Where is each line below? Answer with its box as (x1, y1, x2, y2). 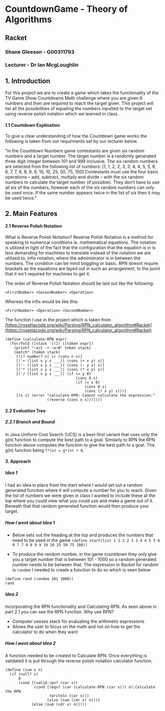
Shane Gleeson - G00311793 (5, 48, 75, 55)
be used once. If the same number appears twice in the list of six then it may (5, 190, 161, 196)
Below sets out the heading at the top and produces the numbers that (12, 532, 154, 538)
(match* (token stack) (14, 350, 61, 355)
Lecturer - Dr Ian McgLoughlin (5, 62, 79, 69)
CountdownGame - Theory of (5, 3, 128, 15)
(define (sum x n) (5, 668, 43, 673)
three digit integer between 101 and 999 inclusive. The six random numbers (5, 158, 158, 164)
